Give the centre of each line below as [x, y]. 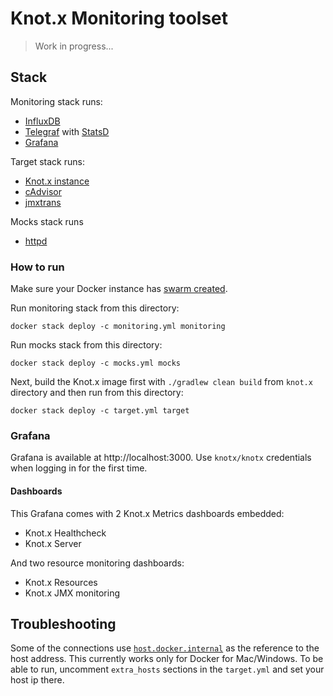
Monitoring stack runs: [56, 101]
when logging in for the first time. [79, 468]
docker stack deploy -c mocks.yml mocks [96, 363]
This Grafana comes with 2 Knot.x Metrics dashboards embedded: [147, 513]
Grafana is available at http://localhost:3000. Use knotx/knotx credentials [161, 458]
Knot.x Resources [61, 582]
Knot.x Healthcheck [65, 533]
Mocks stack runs [47, 221]
